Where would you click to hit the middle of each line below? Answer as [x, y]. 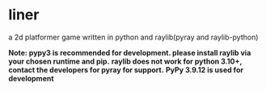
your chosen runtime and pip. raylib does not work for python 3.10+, [125, 61]
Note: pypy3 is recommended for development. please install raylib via [130, 52]
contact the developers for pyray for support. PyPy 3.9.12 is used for [126, 69]
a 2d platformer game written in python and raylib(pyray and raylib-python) [133, 37]
